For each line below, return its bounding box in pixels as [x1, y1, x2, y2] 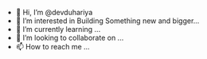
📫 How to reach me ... [15, 42, 90, 51]
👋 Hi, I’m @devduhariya [15, 8, 93, 17]
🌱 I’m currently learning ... [15, 25, 101, 33]
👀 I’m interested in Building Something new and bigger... [15, 16, 200, 26]
